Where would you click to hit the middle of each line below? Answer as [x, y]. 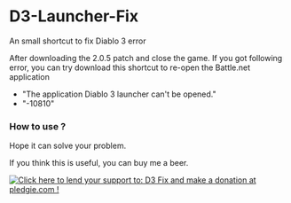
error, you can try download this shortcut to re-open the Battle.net [130, 67]
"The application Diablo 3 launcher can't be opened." [119, 94]
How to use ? [38, 126]
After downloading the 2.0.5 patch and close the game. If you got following [146, 58]
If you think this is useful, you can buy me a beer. [99, 163]
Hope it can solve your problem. [68, 146]
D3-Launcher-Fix [74, 16]
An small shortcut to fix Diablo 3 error [78, 41]
